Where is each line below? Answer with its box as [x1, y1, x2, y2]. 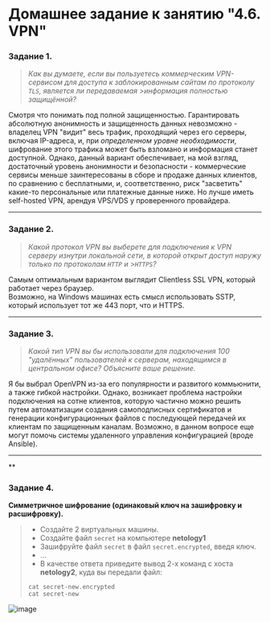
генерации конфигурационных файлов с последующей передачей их [8, 413, 247, 423]
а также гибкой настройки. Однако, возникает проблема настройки [8, 388, 243, 397]
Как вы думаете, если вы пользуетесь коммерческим [27, 69, 215, 79]
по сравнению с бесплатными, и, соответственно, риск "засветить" [8, 179, 243, 189]
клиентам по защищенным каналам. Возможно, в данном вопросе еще [8, 422, 255, 432]
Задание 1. [8, 51, 52, 62]
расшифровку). [8, 509, 64, 519]
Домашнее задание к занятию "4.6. [8, 5, 261, 23]
